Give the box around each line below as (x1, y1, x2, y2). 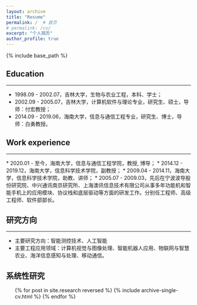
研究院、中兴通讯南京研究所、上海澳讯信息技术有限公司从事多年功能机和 (11, 182, 186, 189)
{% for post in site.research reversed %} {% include (14, 287, 141, 294)
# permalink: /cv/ (6, 25, 51, 31)
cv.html (14, 293, 33, 300)
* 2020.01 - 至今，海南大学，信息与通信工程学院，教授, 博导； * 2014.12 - (6, 159, 183, 166)
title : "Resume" (6, 14, 46, 20)
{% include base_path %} (6, 52, 68, 59)
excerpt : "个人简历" (6, 31, 53, 36)
